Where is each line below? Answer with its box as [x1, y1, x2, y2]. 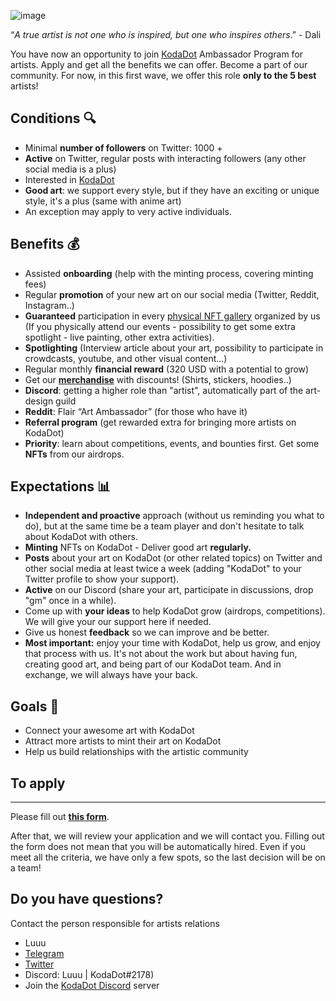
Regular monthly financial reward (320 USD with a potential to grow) [24, 363, 310, 375]
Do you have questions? [10, 891, 164, 908]
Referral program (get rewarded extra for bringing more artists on [24, 416, 297, 428]
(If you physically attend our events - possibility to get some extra [24, 320, 296, 332]
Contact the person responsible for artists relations [10, 917, 220, 929]
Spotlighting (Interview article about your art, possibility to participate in [24, 341, 324, 354]
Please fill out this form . [10, 811, 110, 823]
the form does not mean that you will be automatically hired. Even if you [10, 841, 307, 853]
